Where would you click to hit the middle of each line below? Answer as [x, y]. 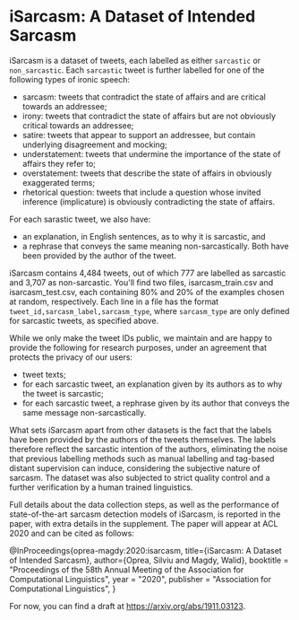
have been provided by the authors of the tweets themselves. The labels [143, 439]
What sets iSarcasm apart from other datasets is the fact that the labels [141, 430]
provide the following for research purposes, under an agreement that [138, 347]
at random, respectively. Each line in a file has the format [114, 301]
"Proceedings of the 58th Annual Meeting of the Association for [127, 569]
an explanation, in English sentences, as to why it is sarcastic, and [144, 236]
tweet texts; [44, 374]
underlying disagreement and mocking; [94, 144]
